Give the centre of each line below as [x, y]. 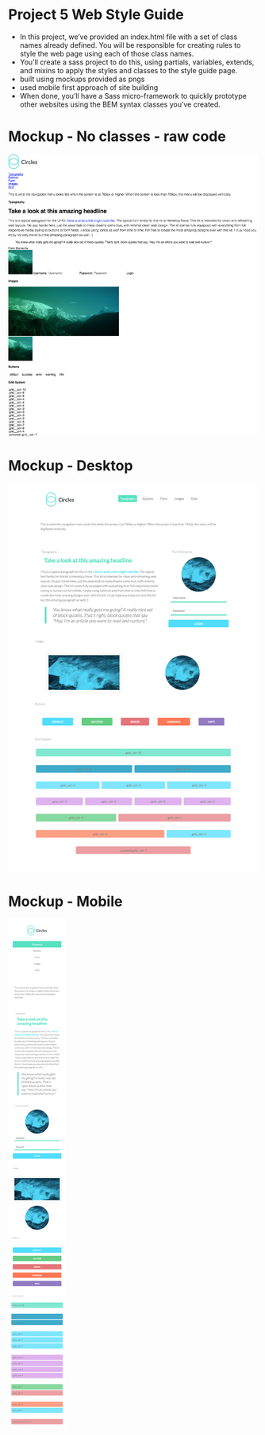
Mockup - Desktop [71, 466]
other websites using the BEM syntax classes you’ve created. [120, 104]
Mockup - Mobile [65, 901]
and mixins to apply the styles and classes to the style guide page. [129, 70]
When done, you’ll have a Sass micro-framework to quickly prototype [133, 96]
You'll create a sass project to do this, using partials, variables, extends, [137, 62]
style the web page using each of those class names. [107, 53]
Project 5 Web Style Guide [96, 15]
